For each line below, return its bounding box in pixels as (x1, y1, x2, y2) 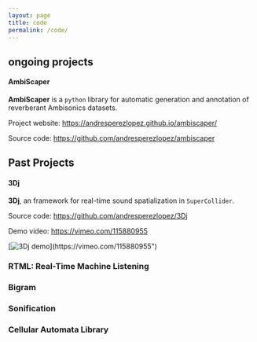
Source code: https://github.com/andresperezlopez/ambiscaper (8, 133, 215, 142)
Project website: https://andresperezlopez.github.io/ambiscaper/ (8, 118, 218, 127)
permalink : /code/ (8, 26, 68, 34)
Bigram (8, 282, 37, 293)
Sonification (8, 303, 57, 314)
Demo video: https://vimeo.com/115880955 (8, 226, 148, 236)
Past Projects (8, 156, 75, 170)
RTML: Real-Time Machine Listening (8, 261, 149, 272)
